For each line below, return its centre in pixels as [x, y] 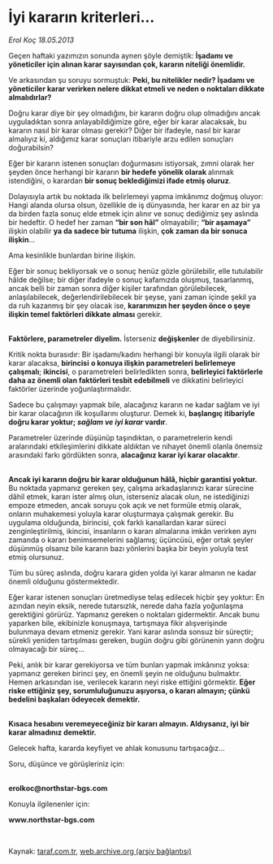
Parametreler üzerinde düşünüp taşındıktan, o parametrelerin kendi [121, 437]
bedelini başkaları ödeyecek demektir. [74, 699]
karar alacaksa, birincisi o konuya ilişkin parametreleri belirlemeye [122, 363]
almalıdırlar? [30, 97]
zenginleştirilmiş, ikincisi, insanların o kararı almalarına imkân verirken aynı [133, 531]
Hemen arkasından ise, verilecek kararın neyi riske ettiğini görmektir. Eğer [132, 682]
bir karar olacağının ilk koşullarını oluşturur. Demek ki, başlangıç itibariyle [132, 413]
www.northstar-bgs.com [52, 819]
